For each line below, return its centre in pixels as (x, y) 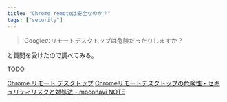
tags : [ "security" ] (35, 20)
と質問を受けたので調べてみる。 (52, 55)
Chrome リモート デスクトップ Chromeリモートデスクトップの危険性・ (108, 83)
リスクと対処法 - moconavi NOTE (78, 92)
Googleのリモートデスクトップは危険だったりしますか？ (104, 40)
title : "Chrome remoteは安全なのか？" (59, 13)
